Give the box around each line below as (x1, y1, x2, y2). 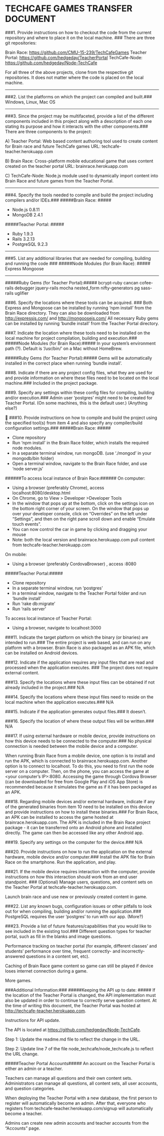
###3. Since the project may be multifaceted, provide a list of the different (5, 113, 154, 119)
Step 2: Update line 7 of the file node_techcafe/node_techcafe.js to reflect (5, 1045, 154, 1051)
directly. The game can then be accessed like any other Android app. (5, 830, 144, 835)
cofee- (139, 279, 153, 285)
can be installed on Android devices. (5, 649, 79, 656)
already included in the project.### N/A (5, 684, 84, 690)
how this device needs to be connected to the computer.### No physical (5, 738, 152, 744)
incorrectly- (121, 948, 145, 954)
